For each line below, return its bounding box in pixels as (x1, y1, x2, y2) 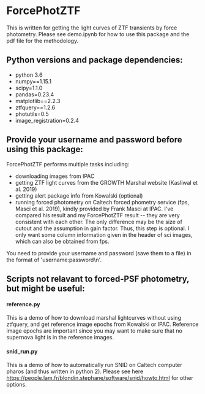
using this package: (6, 144, 84, 155)
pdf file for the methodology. (6, 37, 78, 44)
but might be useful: (6, 283, 86, 293)
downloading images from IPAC (15, 172, 95, 180)
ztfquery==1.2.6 (15, 104, 56, 111)
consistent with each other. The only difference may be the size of (15, 218, 182, 225)
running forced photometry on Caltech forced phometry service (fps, (15, 198, 190, 206)
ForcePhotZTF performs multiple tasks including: (6, 160, 130, 168)
